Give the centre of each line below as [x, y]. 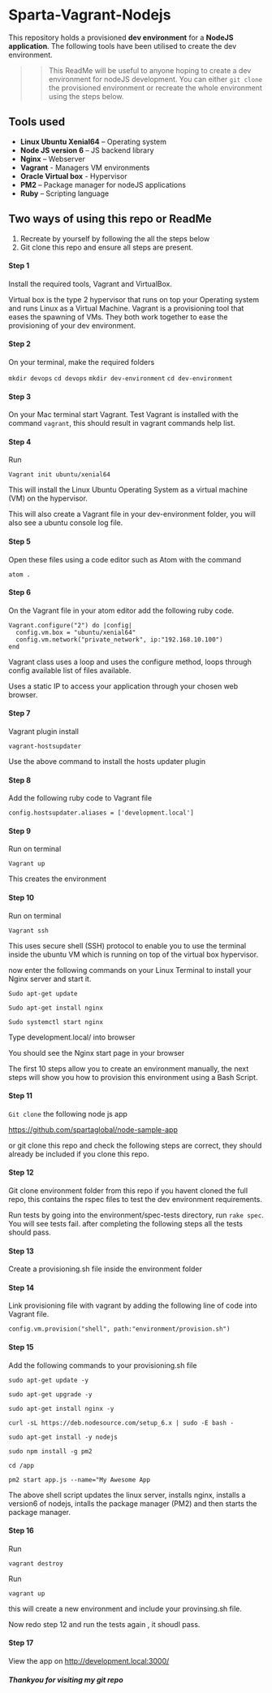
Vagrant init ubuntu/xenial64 [60, 475]
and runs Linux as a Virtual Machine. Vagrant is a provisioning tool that [126, 308]
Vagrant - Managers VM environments [85, 167]
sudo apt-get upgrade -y [50, 1394]
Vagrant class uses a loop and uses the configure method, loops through [130, 662]
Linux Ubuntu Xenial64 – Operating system [93, 141]
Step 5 [19, 541]
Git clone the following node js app [68, 1113]
